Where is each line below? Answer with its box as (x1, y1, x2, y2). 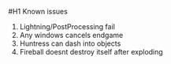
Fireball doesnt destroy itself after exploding (19, 47, 163, 56)
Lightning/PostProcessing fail (19, 22, 116, 31)
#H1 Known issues (8, 7, 69, 16)
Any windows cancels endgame (19, 31, 124, 40)
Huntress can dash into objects (19, 39, 121, 48)
